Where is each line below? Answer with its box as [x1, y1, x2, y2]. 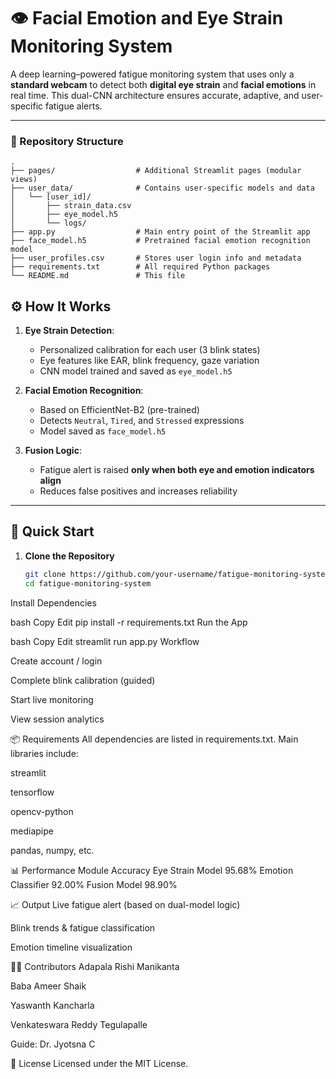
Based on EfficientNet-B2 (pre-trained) [39, 404, 200, 416]
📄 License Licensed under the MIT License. [10, 1057, 189, 1069]
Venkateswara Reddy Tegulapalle [10, 1018, 148, 1030]
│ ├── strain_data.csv [10, 201, 132, 211]
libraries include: [10, 747, 79, 759]
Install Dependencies [10, 596, 97, 609]
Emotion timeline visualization [10, 941, 133, 953]
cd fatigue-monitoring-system [24, 578, 152, 589]
